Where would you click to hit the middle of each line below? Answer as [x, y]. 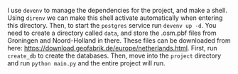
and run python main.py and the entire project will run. [86, 63]
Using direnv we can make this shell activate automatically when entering [115, 18]
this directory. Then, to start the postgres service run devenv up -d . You [112, 25]
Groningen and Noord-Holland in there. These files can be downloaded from [119, 41]
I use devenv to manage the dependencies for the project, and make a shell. [117, 10]
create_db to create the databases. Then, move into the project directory [114, 55]
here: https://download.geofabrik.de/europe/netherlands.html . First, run [113, 48]
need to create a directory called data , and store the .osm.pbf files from [112, 33]
